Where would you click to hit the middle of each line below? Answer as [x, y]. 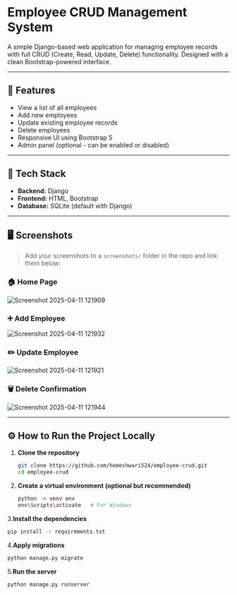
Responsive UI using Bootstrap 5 [65, 137]
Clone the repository [48, 453]
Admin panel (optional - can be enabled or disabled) [93, 145]
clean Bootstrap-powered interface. [59, 61]
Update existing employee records [67, 122]
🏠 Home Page [32, 282]
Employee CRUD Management [97, 12]
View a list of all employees [57, 107]
